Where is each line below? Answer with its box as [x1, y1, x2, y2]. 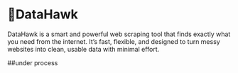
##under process [7, 58, 58, 67]
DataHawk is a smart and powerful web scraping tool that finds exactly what [7, 30, 231, 38]
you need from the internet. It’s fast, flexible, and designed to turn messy [7, 37, 220, 45]
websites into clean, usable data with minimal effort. [7, 45, 160, 53]
